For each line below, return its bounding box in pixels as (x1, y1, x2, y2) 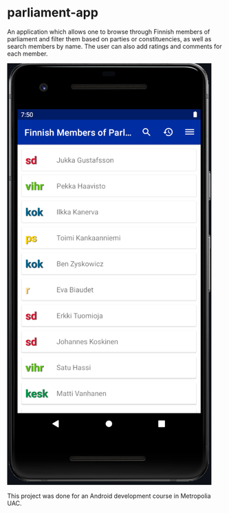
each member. (7, 50, 48, 58)
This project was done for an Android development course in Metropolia (7, 492, 211, 500)
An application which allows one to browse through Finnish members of (7, 28, 210, 36)
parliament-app (7, 5, 98, 21)
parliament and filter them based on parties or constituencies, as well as (7, 34, 212, 43)
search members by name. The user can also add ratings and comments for (7, 42, 222, 50)
